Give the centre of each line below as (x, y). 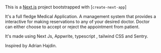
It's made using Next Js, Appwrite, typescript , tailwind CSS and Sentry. (77, 36)
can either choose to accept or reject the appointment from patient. (72, 27)
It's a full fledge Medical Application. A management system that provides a (80, 16)
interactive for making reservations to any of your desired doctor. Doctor (77, 22)
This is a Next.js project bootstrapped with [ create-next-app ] (66, 7)
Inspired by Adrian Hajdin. (31, 45)
